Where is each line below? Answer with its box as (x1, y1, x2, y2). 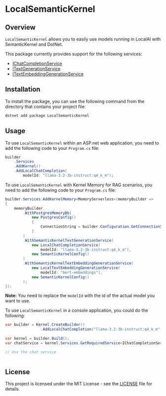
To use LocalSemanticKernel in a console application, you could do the (5, 307, 148, 314)
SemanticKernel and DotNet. (5, 41, 63, 47)
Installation (5, 85, 41, 94)
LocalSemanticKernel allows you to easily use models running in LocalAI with (5, 36, 161, 42)
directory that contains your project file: (5, 104, 86, 109)
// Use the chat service (5, 349, 56, 355)
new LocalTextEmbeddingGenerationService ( (31, 265, 121, 270)
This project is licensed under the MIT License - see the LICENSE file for (5, 381, 152, 387)
